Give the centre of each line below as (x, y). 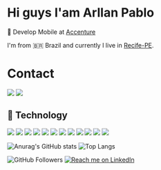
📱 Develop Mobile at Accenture (51, 32)
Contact (31, 74)
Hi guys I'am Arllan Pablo (80, 13)
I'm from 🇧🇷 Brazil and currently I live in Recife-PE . (80, 45)
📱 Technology (37, 115)
